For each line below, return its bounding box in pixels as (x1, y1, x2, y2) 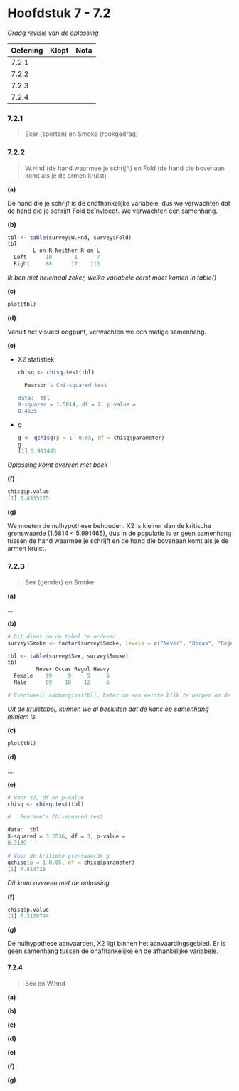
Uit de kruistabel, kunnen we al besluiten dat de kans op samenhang (7, 705, 209, 713)
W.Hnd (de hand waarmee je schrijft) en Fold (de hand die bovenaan (24, 164, 225, 172)
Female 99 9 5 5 (14, 673, 110, 680)
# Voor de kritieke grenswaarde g (7, 852, 110, 859)
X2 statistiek (17, 354, 55, 364)
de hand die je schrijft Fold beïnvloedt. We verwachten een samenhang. (7, 206, 218, 215)
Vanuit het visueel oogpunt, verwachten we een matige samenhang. (7, 327, 207, 336)
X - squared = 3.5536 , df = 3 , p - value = (7, 833, 126, 840)
